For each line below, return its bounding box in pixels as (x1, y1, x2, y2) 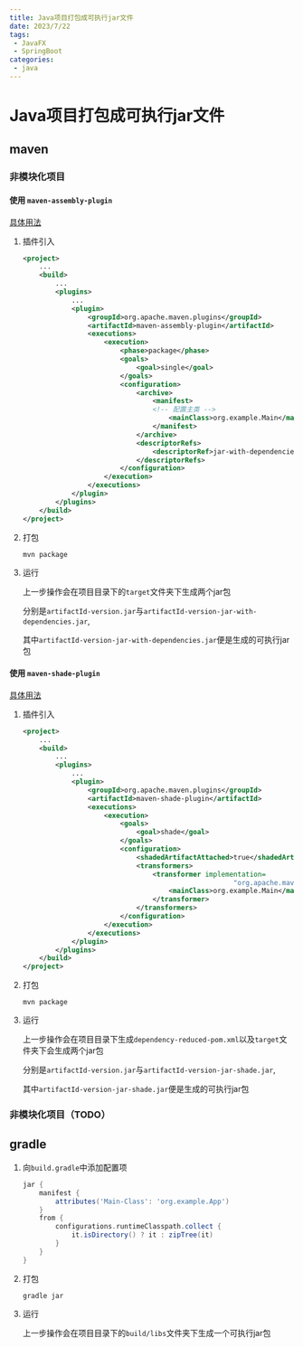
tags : (9, 30, 30, 39)
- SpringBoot (13, 47, 63, 56)
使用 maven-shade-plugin (9, 668, 101, 679)
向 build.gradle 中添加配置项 (22, 1162, 128, 1173)
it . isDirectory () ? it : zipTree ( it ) (71, 1230, 214, 1239)
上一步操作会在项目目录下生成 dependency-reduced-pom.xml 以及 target (22, 1034, 279, 1045)
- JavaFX (13, 38, 47, 48)
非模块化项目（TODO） (9, 1108, 111, 1121)
